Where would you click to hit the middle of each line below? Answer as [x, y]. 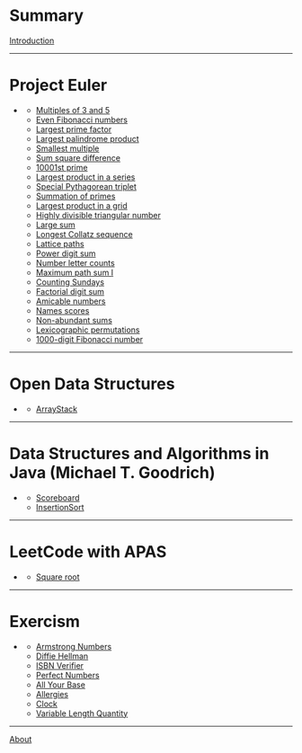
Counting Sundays [70, 282]
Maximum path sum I [75, 272]
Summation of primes [75, 196]
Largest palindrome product [87, 138]
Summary [46, 16]
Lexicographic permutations [88, 330]
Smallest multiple [67, 148]
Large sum [56, 225]
